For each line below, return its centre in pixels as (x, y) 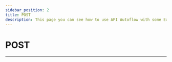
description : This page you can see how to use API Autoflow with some (83, 19)
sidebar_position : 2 (27, 10)
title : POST (18, 15)
